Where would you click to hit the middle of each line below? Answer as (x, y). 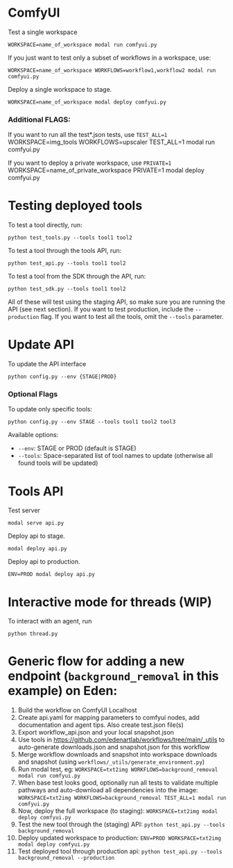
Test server (24, 510)
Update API (41, 345)
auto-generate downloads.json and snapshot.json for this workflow (114, 747)
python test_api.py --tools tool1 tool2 (67, 263)
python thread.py (33, 634)
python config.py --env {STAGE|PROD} (62, 377)
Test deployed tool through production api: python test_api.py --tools (120, 851)
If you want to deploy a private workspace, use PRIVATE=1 (90, 163)
